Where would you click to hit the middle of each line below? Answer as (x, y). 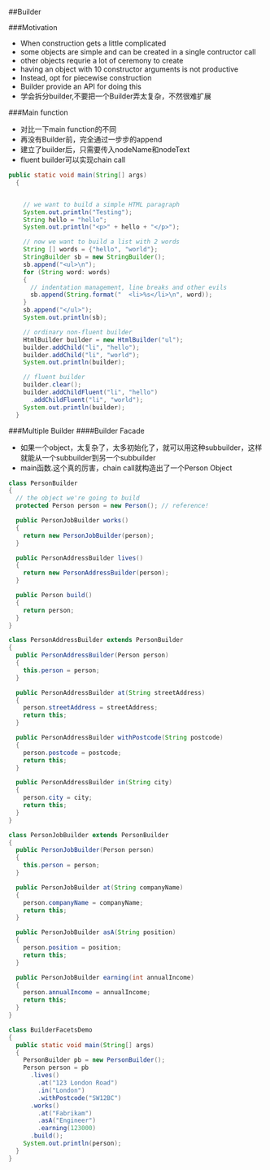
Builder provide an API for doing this (81, 86)
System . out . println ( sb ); (65, 317)
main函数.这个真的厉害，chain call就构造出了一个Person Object (126, 468)
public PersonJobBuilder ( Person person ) (85, 850)
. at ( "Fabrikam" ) (65, 1113)
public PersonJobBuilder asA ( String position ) (96, 932)
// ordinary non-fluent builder (78, 332)
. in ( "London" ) (61, 1090)
